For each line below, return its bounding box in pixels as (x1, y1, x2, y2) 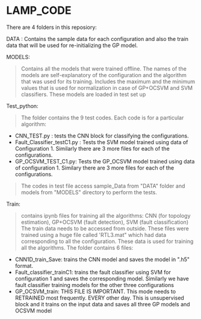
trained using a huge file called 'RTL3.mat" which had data (20, 231, 167, 238)
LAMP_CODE (6, 4, 72, 17)
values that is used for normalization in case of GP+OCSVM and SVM (20, 84, 193, 91)
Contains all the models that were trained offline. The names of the (20, 65, 187, 72)
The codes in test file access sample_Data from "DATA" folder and (20, 182, 185, 189)
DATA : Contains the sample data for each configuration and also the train (6, 35, 188, 42)
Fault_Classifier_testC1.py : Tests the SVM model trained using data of (14, 138, 188, 145)
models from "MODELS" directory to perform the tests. (20, 188, 158, 196)
